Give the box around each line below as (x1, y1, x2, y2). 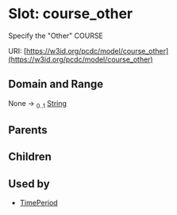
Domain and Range (8, 77, 104, 91)
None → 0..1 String (8, 98, 67, 110)
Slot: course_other (8, 5, 133, 23)
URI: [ (8, 46, 27, 55)
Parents (8, 123, 48, 137)
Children (8, 150, 52, 164)
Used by (8, 177, 50, 190)
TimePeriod (19, 198, 58, 208)
